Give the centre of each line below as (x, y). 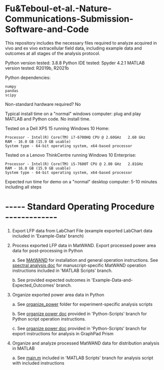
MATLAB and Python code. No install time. (48, 119)
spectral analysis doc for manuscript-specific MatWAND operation (79, 265)
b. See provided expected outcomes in (51, 280)
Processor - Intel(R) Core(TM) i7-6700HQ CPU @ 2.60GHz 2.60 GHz (75, 137)
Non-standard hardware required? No (43, 104)
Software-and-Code (47, 29)
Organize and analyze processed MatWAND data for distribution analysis (86, 343)
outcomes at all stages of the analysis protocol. (53, 53)
